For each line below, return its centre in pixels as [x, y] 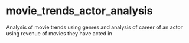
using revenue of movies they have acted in [59, 33]
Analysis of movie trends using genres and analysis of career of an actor [94, 27]
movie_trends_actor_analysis [79, 11]
